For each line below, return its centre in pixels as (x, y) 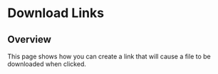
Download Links (56, 13)
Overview (30, 39)
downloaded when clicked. (47, 64)
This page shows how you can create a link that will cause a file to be (109, 56)
